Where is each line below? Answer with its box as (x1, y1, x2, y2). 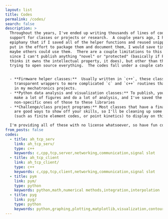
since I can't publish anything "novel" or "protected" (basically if (9, 53, 160, 59)
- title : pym (9, 173, 37, 179)
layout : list (5, 7, 32, 12)
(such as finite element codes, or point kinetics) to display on (14, 113, 155, 119)
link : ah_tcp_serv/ (14, 141, 55, 146)
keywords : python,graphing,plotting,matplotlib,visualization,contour (14, 206, 164, 211)
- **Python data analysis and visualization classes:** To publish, (9, 90, 155, 95)
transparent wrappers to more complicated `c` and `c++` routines (14, 81, 155, 86)
